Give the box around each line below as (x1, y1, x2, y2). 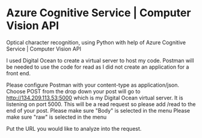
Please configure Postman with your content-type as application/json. (6, 81, 179, 89)
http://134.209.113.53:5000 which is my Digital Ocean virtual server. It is (6, 94, 183, 101)
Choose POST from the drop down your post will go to (6, 87, 141, 95)
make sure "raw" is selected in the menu (6, 113, 107, 121)
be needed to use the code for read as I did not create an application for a (6, 63, 189, 71)
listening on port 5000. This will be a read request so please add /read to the (6, 100, 196, 108)
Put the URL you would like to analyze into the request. (6, 125, 142, 132)
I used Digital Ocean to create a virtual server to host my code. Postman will (6, 57, 194, 64)
